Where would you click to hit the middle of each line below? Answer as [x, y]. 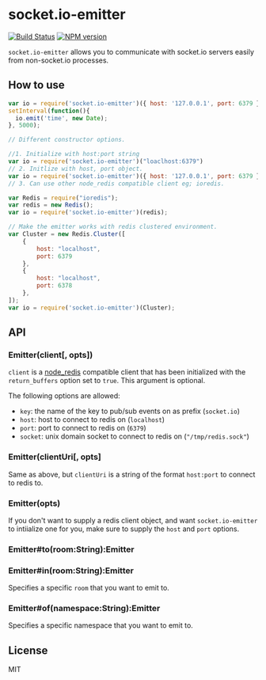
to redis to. [26, 482]
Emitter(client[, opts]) [51, 355]
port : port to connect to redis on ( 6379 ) [83, 428]
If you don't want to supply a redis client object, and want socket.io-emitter [133, 520]
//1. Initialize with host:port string [74, 154]
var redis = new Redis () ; [51, 205]
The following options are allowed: [64, 396]
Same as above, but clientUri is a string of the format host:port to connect [132, 474]
